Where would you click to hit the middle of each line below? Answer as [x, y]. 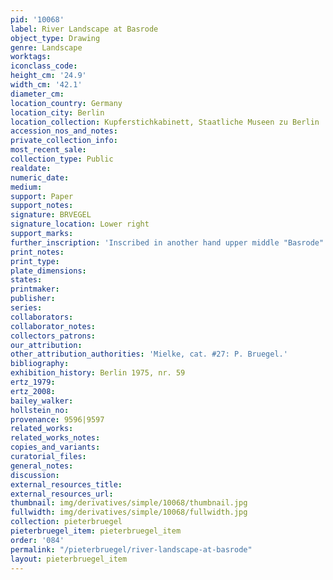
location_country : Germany [66, 103]
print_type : [35, 261]
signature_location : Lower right [80, 224]
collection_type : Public [62, 159]
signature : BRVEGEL [51, 215]
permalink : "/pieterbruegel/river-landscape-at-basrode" [131, 549]
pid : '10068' [37, 19]
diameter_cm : [37, 94]
